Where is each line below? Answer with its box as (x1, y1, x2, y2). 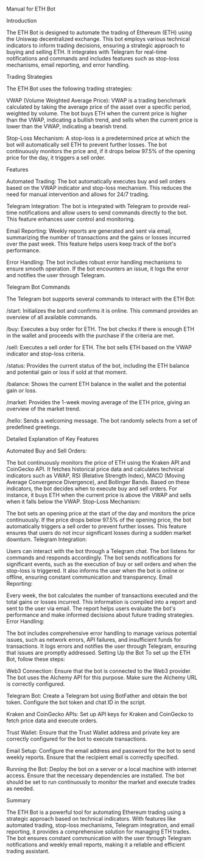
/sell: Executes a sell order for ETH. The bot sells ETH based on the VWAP (6, 344, 192, 351)
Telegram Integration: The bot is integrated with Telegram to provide (6, 203, 178, 209)
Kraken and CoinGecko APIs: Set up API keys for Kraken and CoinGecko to (6, 711, 194, 718)
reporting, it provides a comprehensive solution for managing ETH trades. (6, 828, 191, 835)
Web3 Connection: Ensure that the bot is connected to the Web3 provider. (6, 667, 192, 674)
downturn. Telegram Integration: (6, 536, 87, 543)
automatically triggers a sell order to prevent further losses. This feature (6, 523, 187, 530)
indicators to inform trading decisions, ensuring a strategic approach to (6, 42, 185, 49)
